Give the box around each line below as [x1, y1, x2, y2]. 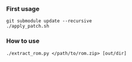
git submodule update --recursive [6, 18, 93, 24]
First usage [6, 5, 40, 13]
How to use [6, 37, 40, 45]
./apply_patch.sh [6, 23, 50, 30]
